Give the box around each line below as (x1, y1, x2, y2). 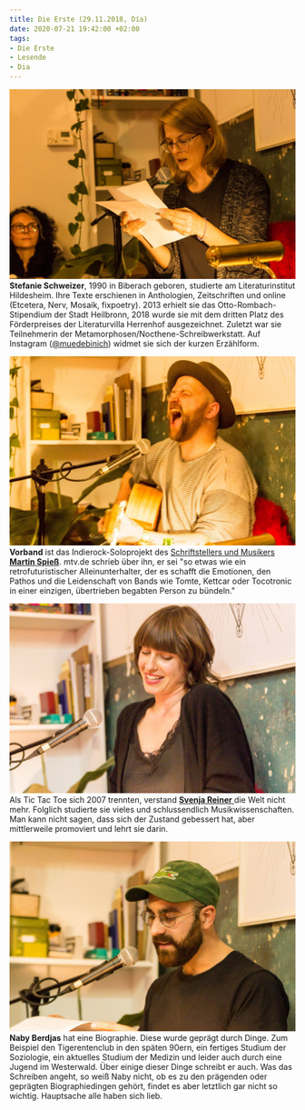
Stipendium (9, 309, 53, 320)
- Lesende (9, 53, 47, 63)
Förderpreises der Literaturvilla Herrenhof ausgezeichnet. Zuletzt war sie (9, 318, 282, 329)
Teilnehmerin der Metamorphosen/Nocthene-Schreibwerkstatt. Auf (9, 328, 261, 339)
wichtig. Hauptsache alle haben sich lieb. (9, 1090, 163, 1101)
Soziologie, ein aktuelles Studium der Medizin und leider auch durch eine (9, 1051, 282, 1063)
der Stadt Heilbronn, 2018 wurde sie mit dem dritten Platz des (54, 309, 284, 320)
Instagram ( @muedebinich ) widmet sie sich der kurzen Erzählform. (9, 337, 261, 349)
